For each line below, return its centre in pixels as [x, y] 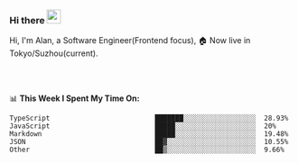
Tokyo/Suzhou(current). [54, 53]
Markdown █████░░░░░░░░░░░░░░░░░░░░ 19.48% [149, 134]
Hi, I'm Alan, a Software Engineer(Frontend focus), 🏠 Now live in [130, 41]
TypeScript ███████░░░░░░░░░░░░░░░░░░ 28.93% [149, 118]
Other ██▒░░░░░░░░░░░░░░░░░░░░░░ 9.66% [147, 150]
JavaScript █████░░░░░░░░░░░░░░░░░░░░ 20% [143, 126]
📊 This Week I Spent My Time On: [74, 98]
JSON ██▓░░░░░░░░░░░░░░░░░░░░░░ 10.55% [149, 142]
